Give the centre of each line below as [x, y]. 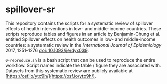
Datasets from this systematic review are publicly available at [69, 71]
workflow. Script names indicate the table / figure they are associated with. [83, 65]
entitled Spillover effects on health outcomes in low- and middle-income [80, 39]
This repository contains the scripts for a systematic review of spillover [79, 23]
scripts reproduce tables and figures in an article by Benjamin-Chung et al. [83, 34]
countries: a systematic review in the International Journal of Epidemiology [83, 45]
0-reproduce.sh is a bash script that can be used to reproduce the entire [80, 60]
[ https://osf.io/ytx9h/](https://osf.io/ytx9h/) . [51, 76]
